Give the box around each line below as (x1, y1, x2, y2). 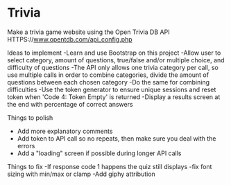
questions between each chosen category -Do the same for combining (7, 78, 210, 86)
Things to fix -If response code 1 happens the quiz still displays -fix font (7, 162, 212, 170)
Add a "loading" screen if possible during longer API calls (17, 149, 182, 157)
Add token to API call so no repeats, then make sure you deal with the (17, 134, 216, 143)
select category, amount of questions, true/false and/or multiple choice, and (7, 55, 225, 64)
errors (17, 141, 35, 150)
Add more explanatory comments (17, 127, 113, 135)
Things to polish (7, 113, 53, 122)
